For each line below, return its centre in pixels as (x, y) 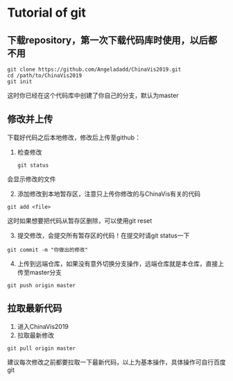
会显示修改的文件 (32, 179)
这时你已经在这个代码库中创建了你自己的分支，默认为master (93, 95)
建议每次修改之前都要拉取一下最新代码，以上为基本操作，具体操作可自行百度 (116, 362)
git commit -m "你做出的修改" (48, 250)
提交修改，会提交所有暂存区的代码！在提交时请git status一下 (103, 235)
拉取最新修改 (35, 335)
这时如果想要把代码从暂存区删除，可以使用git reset (80, 221)
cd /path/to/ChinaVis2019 (44, 76)
